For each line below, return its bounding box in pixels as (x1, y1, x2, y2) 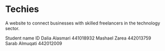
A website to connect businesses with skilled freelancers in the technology (5, 20, 160, 26)
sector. (5, 25, 20, 31)
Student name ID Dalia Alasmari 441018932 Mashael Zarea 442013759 (5, 35, 151, 41)
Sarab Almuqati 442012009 (5, 40, 62, 46)
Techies (5, 3, 39, 15)
